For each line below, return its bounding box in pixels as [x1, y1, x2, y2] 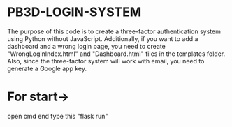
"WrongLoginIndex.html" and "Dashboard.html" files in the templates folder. [7, 50, 226, 58]
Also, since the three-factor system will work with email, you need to [7, 57, 205, 65]
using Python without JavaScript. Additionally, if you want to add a [7, 34, 198, 43]
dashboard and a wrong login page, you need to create [7, 42, 166, 50]
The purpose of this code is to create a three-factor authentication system [7, 27, 222, 36]
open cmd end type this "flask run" [7, 112, 108, 120]
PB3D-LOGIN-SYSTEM [7, 4, 142, 20]
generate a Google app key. [7, 64, 87, 73]
